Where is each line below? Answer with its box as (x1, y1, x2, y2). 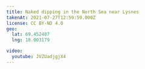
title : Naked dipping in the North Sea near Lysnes (6, 8, 139, 15)
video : (6, 48, 23, 54)
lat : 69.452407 (11, 31, 50, 38)
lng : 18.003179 (11, 37, 50, 43)
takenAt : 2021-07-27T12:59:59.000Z (6, 15, 96, 21)
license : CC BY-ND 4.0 (6, 20, 63, 26)
